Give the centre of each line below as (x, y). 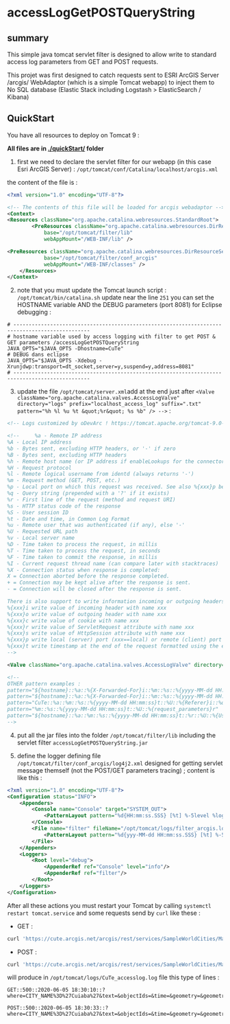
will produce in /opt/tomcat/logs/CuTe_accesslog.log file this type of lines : (113, 977)
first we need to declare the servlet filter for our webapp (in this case (114, 161)
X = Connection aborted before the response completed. (88, 576)
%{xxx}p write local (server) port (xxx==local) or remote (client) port (115, 640)
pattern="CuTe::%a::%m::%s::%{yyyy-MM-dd (67, 703)
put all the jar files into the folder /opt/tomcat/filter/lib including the (116, 735)
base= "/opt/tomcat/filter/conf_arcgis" (100, 258)
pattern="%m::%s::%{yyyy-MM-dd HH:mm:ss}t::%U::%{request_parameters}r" (113, 709)
